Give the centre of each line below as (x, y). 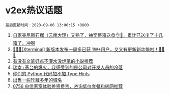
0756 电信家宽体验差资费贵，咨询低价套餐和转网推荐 (68, 86)
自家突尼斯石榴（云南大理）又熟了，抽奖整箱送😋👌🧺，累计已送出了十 (86, 35)
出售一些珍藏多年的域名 (37, 80)
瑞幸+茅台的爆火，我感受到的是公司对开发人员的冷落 (68, 67)
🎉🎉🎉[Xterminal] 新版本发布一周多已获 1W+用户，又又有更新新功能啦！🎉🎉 (89, 49)
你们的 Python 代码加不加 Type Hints (51, 73)
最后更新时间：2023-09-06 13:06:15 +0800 (47, 25)
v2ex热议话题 (34, 10)
